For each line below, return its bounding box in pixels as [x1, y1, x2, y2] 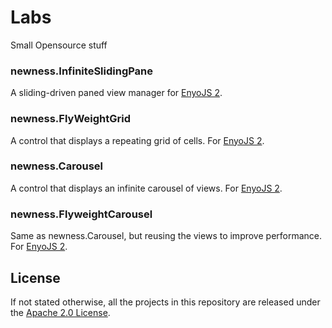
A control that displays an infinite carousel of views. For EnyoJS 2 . [10, 182, 283, 194]
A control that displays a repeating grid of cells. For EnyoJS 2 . [10, 134, 265, 146]
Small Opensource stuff [10, 39, 108, 51]
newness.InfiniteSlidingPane [10, 64, 154, 78]
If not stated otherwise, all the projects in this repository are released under [10, 296, 321, 308]
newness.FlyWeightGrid [10, 112, 131, 126]
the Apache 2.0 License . [10, 306, 111, 318]
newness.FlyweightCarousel [10, 207, 153, 221]
